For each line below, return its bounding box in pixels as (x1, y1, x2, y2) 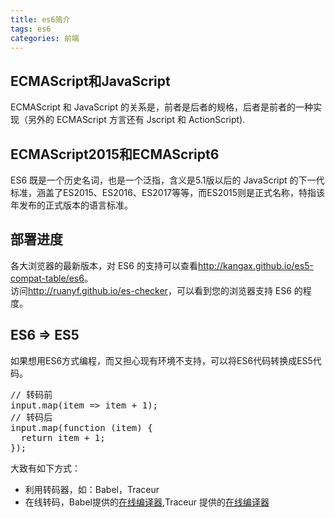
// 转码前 (10, 389, 53, 400)
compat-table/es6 (10, 272, 85, 284)
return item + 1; (20, 432, 106, 443)
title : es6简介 (10, 14, 71, 25)
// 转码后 (10, 411, 53, 423)
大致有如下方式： (10, 462, 81, 474)
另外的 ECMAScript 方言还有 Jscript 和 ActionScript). (27, 114, 246, 126)
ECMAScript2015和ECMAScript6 (10, 146, 220, 163)
